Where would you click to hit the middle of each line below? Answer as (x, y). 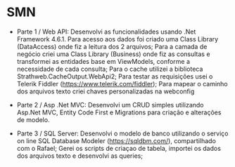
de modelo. (33, 119)
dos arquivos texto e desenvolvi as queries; (80, 156)
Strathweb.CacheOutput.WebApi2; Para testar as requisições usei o (115, 76)
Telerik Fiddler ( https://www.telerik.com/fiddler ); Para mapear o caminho (122, 83)
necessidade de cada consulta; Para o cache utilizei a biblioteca (110, 69)
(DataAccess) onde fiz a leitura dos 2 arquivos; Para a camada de (112, 46)
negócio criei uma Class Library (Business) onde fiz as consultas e (113, 54)
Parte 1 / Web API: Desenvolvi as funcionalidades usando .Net (106, 32)
